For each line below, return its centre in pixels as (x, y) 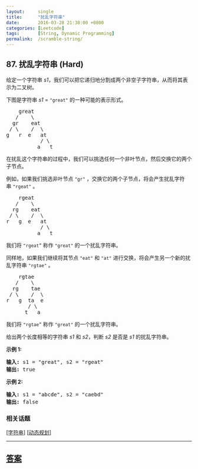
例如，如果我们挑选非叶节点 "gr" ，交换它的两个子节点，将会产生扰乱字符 (95, 178)
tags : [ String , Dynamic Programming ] (60, 34)
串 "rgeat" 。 (22, 186)
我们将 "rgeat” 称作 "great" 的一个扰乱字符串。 (64, 245)
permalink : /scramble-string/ (44, 39)
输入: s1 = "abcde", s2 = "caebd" (55, 394)
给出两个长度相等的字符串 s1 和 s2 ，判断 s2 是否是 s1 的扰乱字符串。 (89, 337)
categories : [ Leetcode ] (35, 28)
